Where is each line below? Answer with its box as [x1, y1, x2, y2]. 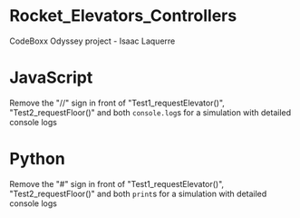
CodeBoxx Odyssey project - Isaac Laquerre [9, 35, 176, 46]
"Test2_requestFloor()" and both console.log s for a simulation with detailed [9, 106, 292, 118]
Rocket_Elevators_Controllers [9, 5, 237, 26]
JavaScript [9, 67, 93, 88]
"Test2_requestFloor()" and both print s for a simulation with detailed [9, 188, 267, 199]
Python [9, 149, 65, 169]
